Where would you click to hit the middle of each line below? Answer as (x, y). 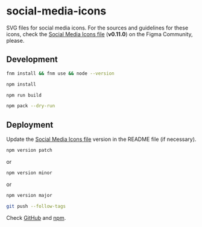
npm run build (24, 95)
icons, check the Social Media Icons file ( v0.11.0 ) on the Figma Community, (99, 34)
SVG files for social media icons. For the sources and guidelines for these (97, 28)
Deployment (30, 125)
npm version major (29, 195)
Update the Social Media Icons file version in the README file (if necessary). (101, 139)
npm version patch (29, 151)
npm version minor (29, 173)
